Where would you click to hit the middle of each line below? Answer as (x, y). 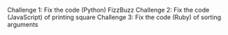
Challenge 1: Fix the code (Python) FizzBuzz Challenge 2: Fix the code (108, 10)
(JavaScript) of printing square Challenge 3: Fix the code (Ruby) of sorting (114, 17)
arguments (23, 24)
